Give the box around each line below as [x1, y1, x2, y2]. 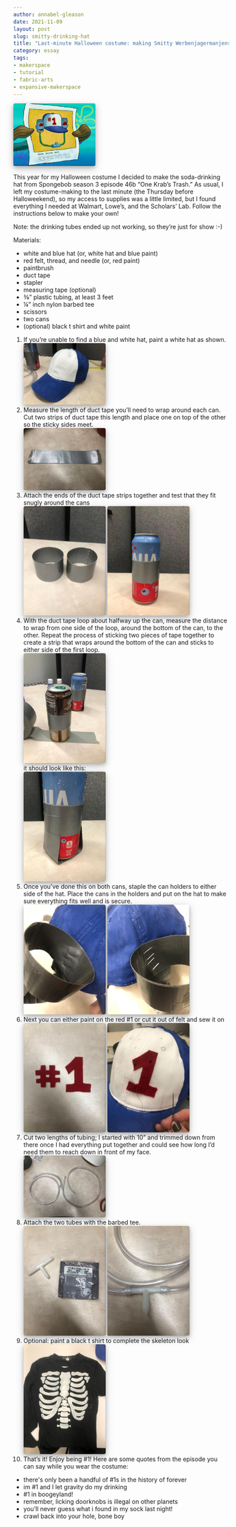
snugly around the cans [23, 498, 90, 506]
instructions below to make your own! [13, 209, 119, 218]
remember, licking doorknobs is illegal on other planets [23, 1497, 179, 1506]
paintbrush [23, 264, 54, 272]
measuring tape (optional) [23, 285, 96, 294]
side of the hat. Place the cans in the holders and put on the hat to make [23, 889, 226, 898]
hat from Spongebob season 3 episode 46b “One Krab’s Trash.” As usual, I [13, 180, 224, 189]
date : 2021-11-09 [13, 18, 63, 25]
